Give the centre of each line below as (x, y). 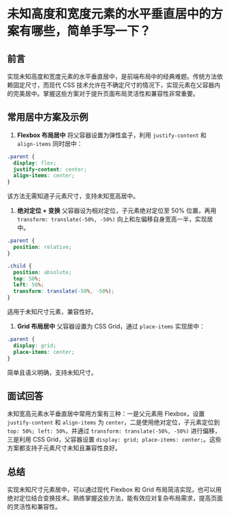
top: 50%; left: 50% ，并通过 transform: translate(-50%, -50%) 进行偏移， (114, 431)
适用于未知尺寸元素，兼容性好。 (52, 312)
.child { (20, 266)
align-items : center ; (44, 176)
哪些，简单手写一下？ (91, 31)
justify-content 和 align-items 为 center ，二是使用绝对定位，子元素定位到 (114, 422)
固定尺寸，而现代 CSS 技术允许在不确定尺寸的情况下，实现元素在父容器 (114, 85)
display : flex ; (35, 163)
